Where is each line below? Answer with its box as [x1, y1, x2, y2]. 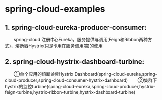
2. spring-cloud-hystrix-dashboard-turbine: [5, 58, 145, 66]
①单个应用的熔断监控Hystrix [14, 71, 74, 77]
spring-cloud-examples [5, 3, 105, 15]
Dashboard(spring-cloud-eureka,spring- [74, 71, 157, 77]
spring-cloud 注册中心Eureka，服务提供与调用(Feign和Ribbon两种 [14, 37, 148, 42]
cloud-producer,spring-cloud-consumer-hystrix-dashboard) [5, 77, 128, 83]
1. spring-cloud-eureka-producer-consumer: [5, 23, 147, 32]
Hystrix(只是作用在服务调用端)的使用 [28, 43, 103, 49]
